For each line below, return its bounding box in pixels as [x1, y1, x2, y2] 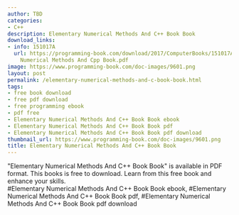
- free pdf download [7, 97, 69, 104]
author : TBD [7, 10, 43, 18]
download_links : [7, 37, 55, 44]
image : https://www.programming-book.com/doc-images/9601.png [7, 63, 196, 70]
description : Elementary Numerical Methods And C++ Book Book [7, 30, 196, 38]
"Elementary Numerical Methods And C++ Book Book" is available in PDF [7, 162, 223, 170]
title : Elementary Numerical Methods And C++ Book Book [7, 143, 176, 150]
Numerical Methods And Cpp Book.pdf [20, 57, 129, 64]
